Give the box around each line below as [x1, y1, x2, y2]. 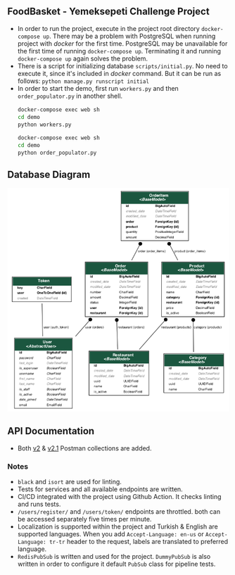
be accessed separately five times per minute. [17, 515, 152, 524]
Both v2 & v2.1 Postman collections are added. [17, 443, 152, 453]
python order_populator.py [17, 149, 97, 157]
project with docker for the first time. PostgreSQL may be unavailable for [17, 39, 228, 48]
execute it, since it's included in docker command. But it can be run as [17, 69, 222, 77]
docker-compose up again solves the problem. [17, 54, 148, 63]
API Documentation [7, 425, 95, 437]
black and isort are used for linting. [17, 478, 122, 486]
